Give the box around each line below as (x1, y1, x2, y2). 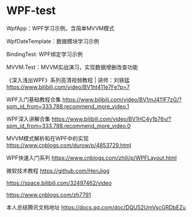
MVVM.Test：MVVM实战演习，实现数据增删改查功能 (6, 63, 138, 71)
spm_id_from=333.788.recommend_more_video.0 (6, 122, 131, 129)
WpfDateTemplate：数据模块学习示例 (6, 37, 99, 44)
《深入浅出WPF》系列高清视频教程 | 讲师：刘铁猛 (6, 76, 130, 84)
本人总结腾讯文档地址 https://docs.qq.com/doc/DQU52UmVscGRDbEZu (6, 204, 186, 211)
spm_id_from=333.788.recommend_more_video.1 (6, 102, 129, 110)
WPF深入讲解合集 (6, 115, 51, 123)
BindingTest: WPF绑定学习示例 (6, 50, 83, 58)
